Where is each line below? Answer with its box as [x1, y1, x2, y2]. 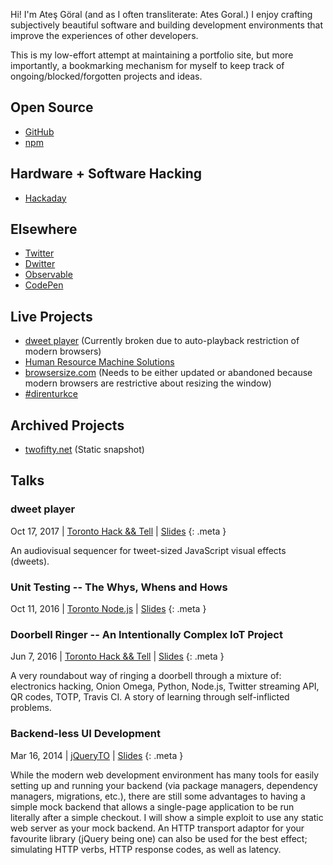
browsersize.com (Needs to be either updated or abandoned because [24, 367, 313, 379]
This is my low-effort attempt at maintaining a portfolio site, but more [10, 49, 294, 61]
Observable [24, 269, 73, 281]
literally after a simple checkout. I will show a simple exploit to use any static [10, 811, 324, 823]
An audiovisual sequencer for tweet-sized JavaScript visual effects [10, 544, 287, 556]
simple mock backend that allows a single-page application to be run [10, 800, 295, 813]
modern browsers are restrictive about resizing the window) [24, 377, 272, 389]
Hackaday [24, 192, 67, 204]
